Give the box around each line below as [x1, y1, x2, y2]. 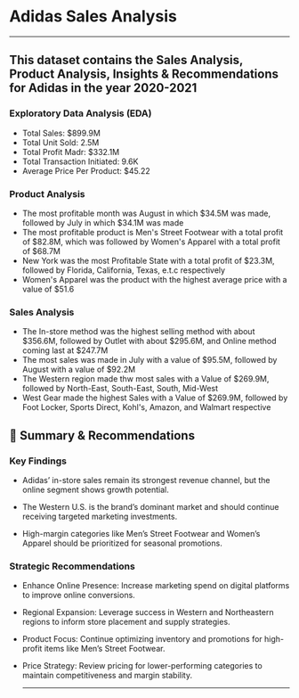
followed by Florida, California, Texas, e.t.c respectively [21, 265, 225, 275]
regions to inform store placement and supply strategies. [21, 617, 230, 628]
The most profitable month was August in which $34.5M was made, [21, 208, 271, 218]
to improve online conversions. [21, 590, 135, 601]
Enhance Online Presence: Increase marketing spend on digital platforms [21, 580, 290, 591]
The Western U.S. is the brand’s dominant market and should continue [21, 501, 279, 512]
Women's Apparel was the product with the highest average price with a [21, 274, 287, 284]
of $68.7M [21, 245, 61, 256]
